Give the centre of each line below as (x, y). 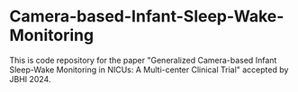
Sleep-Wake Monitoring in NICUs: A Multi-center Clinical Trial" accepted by (149, 70)
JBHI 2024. (30, 79)
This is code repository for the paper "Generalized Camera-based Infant (143, 60)
